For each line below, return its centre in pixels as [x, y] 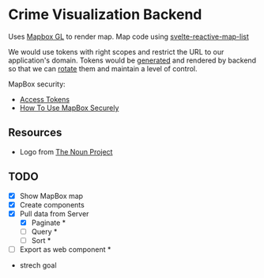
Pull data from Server [54, 213]
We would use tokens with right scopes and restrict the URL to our [116, 51]
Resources [35, 133]
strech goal [38, 265]
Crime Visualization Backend [105, 15]
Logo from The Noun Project [66, 151]
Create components [52, 204]
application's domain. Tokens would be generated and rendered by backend [132, 60]
